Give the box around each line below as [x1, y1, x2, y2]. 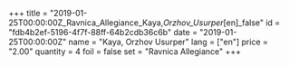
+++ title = [8, 8, 49, 18]
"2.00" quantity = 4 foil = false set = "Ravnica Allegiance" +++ [8, 46, 242, 57]
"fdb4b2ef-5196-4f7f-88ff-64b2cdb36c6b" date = [8, 27, 198, 37]
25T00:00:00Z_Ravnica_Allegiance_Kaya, [8, 17, 164, 28]
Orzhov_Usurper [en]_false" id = [163, 17, 281, 28]
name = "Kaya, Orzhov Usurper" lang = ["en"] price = [68, 36, 268, 47]
